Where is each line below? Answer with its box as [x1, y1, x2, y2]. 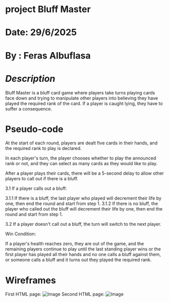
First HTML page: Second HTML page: [5, 291, 105, 297]
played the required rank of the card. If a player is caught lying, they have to [5, 100, 163, 107]
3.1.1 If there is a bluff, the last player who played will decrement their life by [5, 195, 161, 202]
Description [5, 73, 55, 84]
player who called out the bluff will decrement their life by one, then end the [5, 206, 163, 212]
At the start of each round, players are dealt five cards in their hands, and [5, 140, 158, 146]
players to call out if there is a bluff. [5, 176, 79, 182]
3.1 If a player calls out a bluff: [5, 185, 67, 191]
